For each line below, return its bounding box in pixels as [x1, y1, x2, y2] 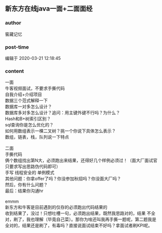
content [5, 68, 24, 74]
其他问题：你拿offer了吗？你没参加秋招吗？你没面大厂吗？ [5, 176, 122, 181]
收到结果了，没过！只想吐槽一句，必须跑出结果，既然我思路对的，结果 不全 [5, 211, 156, 216]
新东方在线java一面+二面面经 [5, 4, 93, 13]
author [5, 19, 21, 26]
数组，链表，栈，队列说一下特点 [5, 134, 69, 140]
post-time [5, 43, 29, 50]
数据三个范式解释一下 [5, 98, 48, 104]
